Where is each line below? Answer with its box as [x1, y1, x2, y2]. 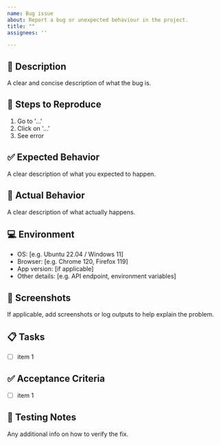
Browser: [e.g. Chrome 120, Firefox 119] [16, 258, 128, 266]
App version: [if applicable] [16, 265, 94, 273]
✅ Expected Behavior [7, 152, 100, 163]
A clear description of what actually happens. [7, 207, 136, 216]
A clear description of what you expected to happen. [7, 170, 156, 178]
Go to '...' [16, 117, 43, 125]
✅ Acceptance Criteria [7, 373, 105, 385]
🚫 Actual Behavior [7, 190, 85, 201]
